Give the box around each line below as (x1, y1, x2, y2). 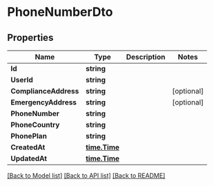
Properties (7, 32, 54, 44)
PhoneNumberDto (7, 4, 113, 20)
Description (126, 53, 166, 62)
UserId (10, 75, 33, 84)
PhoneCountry (10, 120, 60, 129)
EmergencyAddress (10, 97, 77, 107)
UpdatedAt (10, 154, 47, 163)
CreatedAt (10, 142, 46, 152)
